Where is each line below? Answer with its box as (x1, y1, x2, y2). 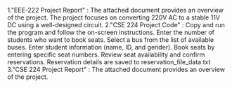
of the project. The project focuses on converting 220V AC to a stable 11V (7, 13, 220, 22)
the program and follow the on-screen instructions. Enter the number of (7, 28, 214, 36)
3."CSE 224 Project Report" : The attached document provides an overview (7, 66, 225, 73)
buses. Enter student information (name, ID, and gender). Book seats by (7, 43, 215, 51)
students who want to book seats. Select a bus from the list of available (7, 36, 214, 44)
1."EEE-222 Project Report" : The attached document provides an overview (7, 6, 224, 14)
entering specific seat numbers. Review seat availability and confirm (7, 50, 205, 59)
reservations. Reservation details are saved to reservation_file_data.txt (7, 58, 211, 66)
